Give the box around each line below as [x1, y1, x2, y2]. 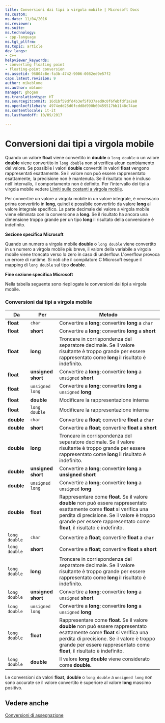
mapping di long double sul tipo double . [5, 262, 86, 268]
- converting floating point [5, 62, 65, 67]
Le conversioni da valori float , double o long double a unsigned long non [5, 674, 153, 680]
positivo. [5, 685, 23, 690]
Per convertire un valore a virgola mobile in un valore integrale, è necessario [5, 195, 160, 201]
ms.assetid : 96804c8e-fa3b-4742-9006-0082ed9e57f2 [5, 72, 111, 76]
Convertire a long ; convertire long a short [59, 327, 156, 334]
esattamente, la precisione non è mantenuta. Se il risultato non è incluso [5, 176, 151, 181]
